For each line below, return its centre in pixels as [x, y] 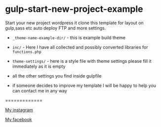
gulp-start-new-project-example [74, 9]
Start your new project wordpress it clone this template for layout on [75, 23]
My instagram [19, 110]
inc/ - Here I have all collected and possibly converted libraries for [80, 47]
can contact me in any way [40, 90]
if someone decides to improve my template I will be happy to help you [84, 85]
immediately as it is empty [39, 66]
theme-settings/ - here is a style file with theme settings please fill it [82, 61]
